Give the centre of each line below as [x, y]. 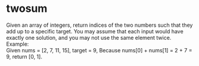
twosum [27, 9]
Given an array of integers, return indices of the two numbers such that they [99, 25]
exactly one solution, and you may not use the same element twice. [89, 37]
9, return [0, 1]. [24, 56]
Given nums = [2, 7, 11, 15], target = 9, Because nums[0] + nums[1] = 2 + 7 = [99, 50]
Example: [18, 44]
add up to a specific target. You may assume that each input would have [95, 31]
